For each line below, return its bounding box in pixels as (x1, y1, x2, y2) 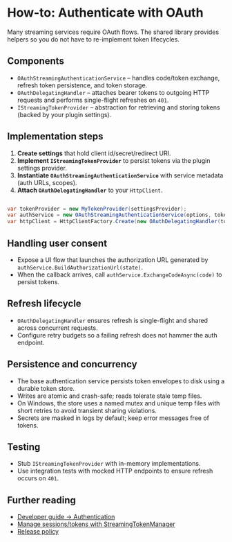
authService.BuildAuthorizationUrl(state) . (17, 263, 144, 271)
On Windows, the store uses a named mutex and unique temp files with (17, 399, 220, 407)
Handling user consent (7, 237, 108, 249)
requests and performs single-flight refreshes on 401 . (17, 96, 169, 104)
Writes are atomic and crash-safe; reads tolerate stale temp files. (17, 392, 202, 400)
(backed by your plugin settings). (17, 110, 112, 119)
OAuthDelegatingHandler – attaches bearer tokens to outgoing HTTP (17, 88, 210, 96)
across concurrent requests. (17, 324, 98, 332)
